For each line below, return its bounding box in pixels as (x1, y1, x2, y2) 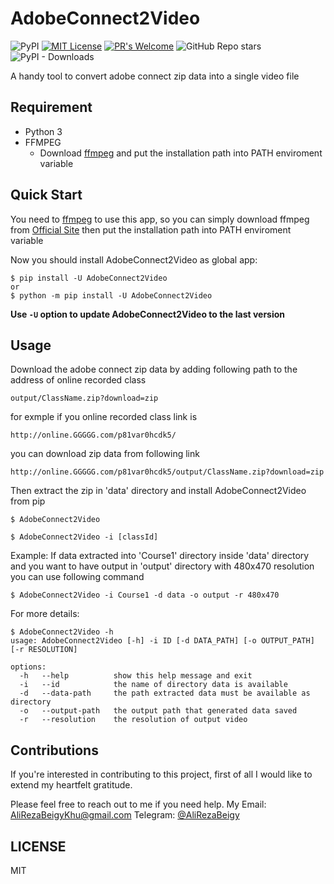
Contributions (10, 742, 99, 759)
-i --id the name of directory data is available (19, 680, 288, 690)
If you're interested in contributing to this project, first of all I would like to (10, 768, 313, 781)
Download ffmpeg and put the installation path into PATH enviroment (39, 147, 323, 159)
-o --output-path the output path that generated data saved (19, 706, 298, 716)
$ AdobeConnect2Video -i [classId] (10, 532, 159, 542)
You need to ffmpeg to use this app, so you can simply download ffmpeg (10, 213, 310, 225)
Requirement (10, 99, 93, 116)
